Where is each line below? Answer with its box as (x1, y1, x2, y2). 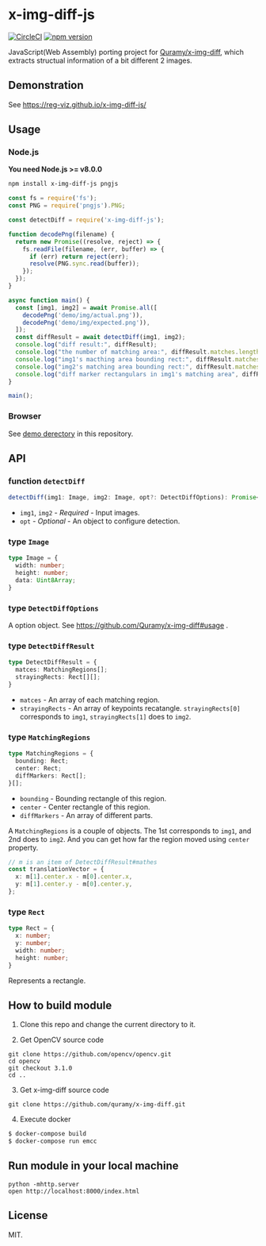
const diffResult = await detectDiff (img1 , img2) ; (15, 334, 186, 341)
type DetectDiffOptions (8, 602, 99, 613)
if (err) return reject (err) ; (28, 253, 129, 260)
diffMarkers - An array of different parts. (19, 810, 153, 820)
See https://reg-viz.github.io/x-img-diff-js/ (8, 99, 146, 109)
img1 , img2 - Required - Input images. (19, 508, 140, 518)
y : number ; (15, 939, 51, 947)
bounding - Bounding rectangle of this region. (19, 793, 167, 803)
